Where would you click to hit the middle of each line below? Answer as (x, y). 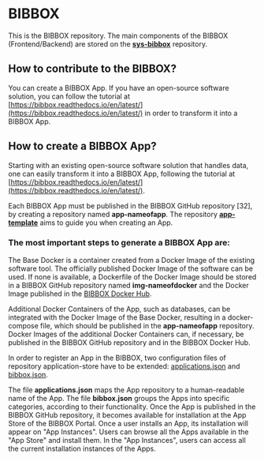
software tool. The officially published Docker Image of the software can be (131, 268)
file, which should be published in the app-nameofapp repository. (147, 325)
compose (24, 325)
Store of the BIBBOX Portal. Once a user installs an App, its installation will (128, 423)
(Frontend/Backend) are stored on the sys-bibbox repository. (108, 43)
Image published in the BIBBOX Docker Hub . (80, 294)
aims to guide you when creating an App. (106, 223)
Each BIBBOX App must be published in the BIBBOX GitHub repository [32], (130, 205)
